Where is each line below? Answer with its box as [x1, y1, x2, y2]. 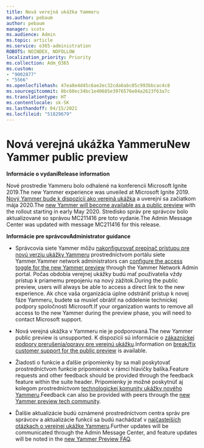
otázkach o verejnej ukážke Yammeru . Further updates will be [15, 422, 169, 430]
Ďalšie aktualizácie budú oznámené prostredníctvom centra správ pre [15, 410, 190, 417]
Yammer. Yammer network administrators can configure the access [15, 257, 183, 265]
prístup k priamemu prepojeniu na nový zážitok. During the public [15, 277, 178, 284]
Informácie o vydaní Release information [6, 170, 110, 177]
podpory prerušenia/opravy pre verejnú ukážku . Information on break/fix [15, 341, 196, 348]
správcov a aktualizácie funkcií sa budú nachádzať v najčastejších [15, 416, 181, 424]
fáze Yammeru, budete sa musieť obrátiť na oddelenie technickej [15, 296, 178, 304]
